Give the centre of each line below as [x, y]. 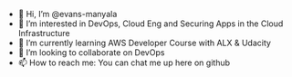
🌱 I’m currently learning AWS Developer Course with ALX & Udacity [145, 43]
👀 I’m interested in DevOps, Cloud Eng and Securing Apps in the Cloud [151, 24]
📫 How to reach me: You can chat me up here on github [124, 63]
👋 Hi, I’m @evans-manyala [68, 14]
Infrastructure [44, 33]
